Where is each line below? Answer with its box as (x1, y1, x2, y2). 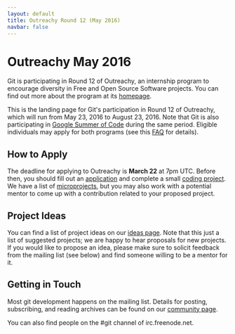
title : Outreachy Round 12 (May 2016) (7, 17, 121, 24)
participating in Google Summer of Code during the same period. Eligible (7, 120, 217, 129)
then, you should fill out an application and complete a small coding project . (7, 174, 226, 183)
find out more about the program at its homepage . (7, 92, 152, 101)
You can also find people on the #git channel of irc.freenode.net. (7, 318, 194, 327)
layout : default (7, 10, 55, 18)
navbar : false (7, 23, 49, 30)
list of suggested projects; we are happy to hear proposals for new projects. (7, 236, 227, 244)
